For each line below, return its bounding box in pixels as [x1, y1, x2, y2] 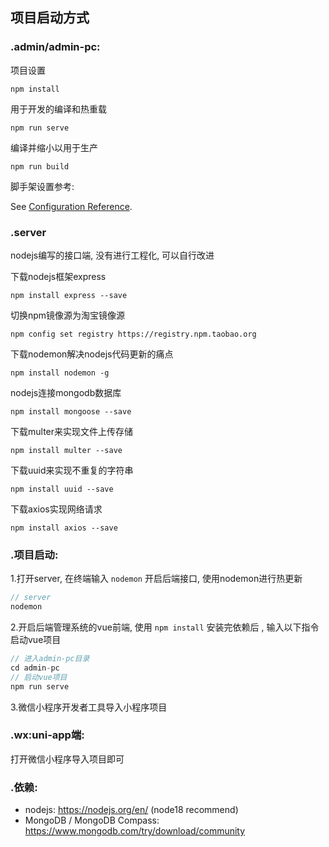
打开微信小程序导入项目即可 [10, 753, 125, 765]
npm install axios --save [10, 523, 118, 533]
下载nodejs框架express [10, 270, 107, 282]
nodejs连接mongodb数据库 [10, 386, 122, 398]
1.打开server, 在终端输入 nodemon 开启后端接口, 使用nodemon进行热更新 [10, 573, 303, 585]
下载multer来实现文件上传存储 [10, 425, 134, 437]
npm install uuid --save [10, 484, 114, 494]
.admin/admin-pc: [10, 40, 101, 54]
